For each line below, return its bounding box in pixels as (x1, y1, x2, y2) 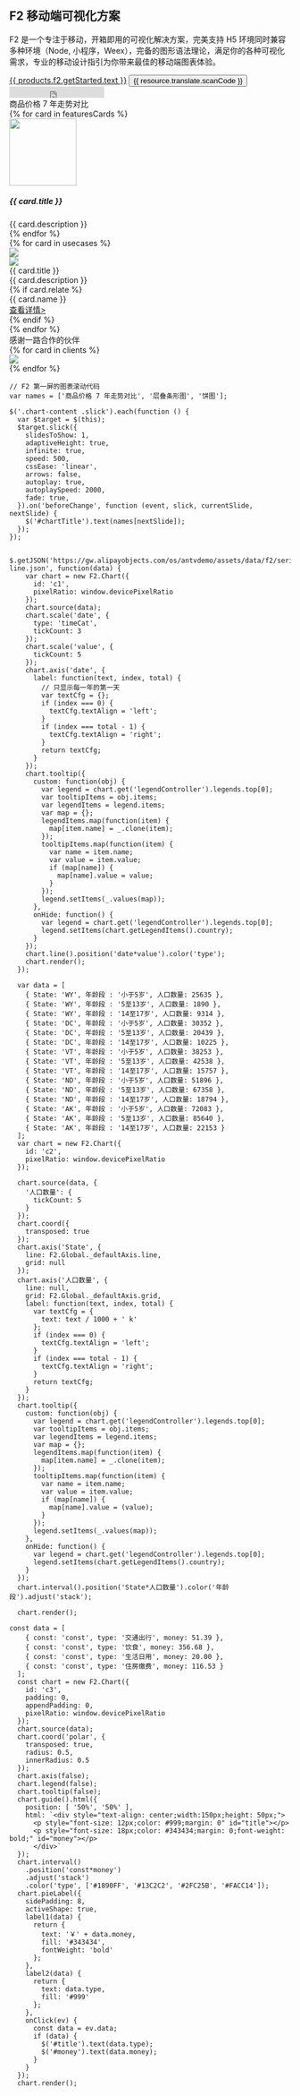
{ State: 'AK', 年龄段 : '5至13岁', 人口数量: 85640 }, (25, 1114, 226, 1123)
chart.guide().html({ (17, 1794, 98, 1804)
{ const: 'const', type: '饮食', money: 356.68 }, (25, 1642, 215, 1652)
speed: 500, (25, 454, 70, 463)
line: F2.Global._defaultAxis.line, (25, 1250, 162, 1260)
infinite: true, (25, 446, 87, 455)
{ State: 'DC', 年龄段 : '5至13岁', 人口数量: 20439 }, (25, 1028, 226, 1037)
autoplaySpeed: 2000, (25, 485, 105, 494)
